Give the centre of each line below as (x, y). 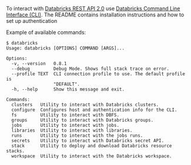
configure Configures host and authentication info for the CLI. (94, 110)
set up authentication (32, 21)
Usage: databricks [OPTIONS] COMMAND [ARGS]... (66, 48)
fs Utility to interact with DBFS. (65, 115)
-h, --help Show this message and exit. (68, 89)
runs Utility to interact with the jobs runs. (77, 136)
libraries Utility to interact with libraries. (72, 130)
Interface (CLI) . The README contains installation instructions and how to (95, 15)
